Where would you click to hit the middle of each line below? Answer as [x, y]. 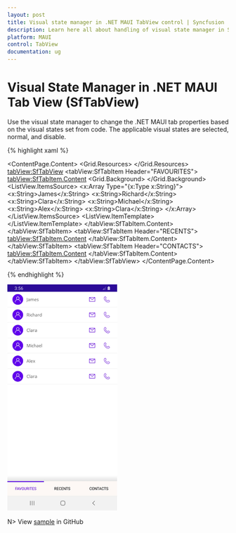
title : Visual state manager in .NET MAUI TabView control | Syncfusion [116, 22]
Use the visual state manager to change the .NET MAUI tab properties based [118, 121]
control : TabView [33, 45]
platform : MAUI [29, 37]
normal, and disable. [37, 136]
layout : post [26, 15]
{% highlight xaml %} [38, 150]
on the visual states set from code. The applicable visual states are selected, [118, 129]
